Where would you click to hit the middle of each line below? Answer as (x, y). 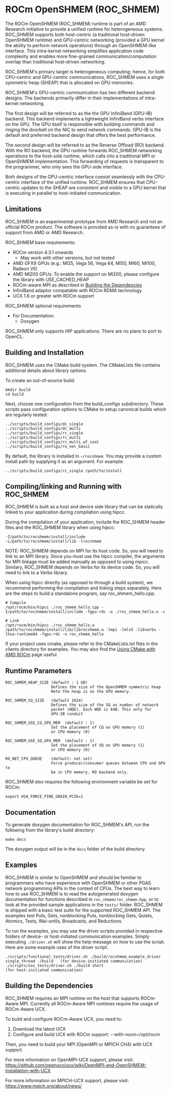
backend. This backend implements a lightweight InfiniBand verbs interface (85, 118)
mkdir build (18, 390)
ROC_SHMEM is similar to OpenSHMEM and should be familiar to (74, 877)
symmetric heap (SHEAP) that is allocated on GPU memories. (70, 82)
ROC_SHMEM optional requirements (43, 305)
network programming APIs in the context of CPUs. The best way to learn (82, 888)
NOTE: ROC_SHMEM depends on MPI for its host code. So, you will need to (84, 551)
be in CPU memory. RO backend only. (90, 772)
